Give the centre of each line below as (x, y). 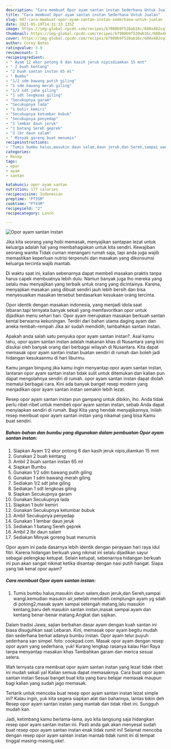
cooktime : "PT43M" (25, 204)
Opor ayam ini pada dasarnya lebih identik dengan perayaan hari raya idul (83, 547)
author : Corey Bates (28, 43)
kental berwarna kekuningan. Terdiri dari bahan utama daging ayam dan (81, 321)
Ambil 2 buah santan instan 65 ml (48, 462)
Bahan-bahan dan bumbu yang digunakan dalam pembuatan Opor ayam (85, 433)
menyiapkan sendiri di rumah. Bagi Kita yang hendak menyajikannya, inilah (84, 410)
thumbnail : (17, 34)
